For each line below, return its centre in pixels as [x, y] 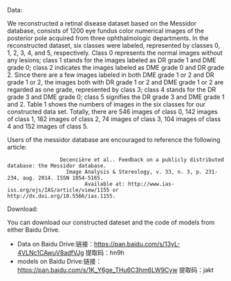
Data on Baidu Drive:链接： [56, 244]
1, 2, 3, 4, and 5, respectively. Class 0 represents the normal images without [115, 53]
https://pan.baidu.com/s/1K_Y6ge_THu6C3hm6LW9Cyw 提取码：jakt [115, 270]
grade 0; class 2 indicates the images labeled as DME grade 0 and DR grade [116, 67]
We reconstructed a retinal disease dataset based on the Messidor [102, 23]
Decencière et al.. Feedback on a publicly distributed [142, 160]
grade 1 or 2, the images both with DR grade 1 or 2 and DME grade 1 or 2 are [115, 82]
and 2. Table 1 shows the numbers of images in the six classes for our [107, 104]
